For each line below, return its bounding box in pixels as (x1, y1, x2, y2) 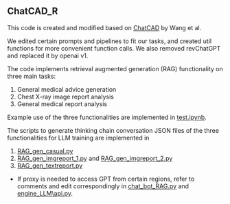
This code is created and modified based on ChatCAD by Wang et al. (7, 23, 202, 31)
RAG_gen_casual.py (16, 146, 73, 155)
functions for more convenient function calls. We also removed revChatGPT (7, 44, 221, 52)
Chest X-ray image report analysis (16, 92, 115, 101)
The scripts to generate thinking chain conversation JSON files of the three (7, 126, 220, 134)
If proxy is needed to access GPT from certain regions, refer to (16, 175, 195, 183)
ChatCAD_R (7, 5, 58, 17)
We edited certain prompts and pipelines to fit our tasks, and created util (7, 37, 211, 45)
